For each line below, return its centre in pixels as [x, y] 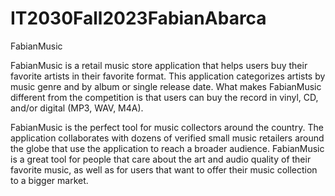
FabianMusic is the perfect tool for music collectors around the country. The [167, 127]
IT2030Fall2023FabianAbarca [138, 18]
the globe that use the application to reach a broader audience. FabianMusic [167, 148]
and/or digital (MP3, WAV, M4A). [77, 108]
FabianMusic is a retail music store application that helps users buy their [159, 65]
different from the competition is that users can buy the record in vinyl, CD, [164, 97]
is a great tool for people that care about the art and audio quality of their [161, 159]
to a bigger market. [49, 180]
